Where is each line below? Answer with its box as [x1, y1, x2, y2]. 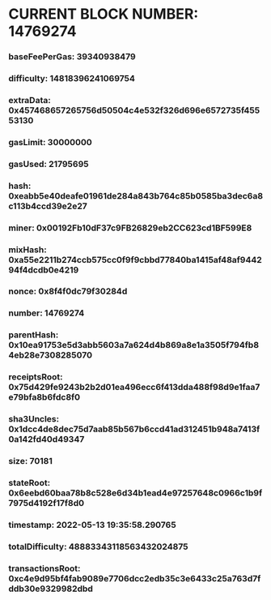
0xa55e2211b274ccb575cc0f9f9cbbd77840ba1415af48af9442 [8, 254, 263, 265]
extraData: [8, 94, 51, 105]
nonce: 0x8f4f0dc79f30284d [8, 285, 128, 297]
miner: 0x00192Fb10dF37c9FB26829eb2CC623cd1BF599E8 [8, 222, 252, 234]
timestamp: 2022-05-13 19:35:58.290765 [8, 519, 176, 530]
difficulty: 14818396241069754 [8, 73, 136, 84]
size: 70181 [8, 456, 53, 467]
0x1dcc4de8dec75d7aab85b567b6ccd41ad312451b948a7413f [8, 423, 260, 435]
